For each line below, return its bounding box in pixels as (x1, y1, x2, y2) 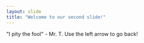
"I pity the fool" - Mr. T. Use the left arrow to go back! (6, 30, 138, 37)
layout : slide (6, 8, 42, 15)
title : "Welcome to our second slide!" (6, 14, 106, 20)
